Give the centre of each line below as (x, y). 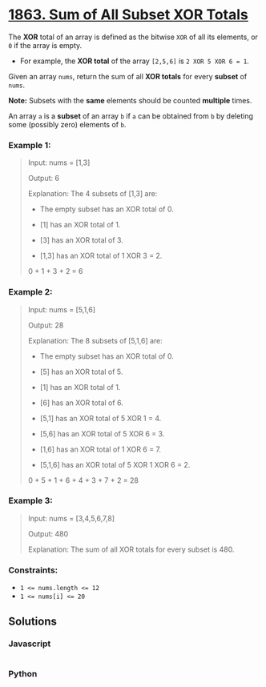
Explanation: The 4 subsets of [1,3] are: (93, 194)
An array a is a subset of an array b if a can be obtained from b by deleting (131, 116)
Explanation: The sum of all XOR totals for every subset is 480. (131, 549)
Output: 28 (46, 325)
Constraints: (33, 570)
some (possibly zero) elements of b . (67, 124)
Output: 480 (48, 533)
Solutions (33, 621)
